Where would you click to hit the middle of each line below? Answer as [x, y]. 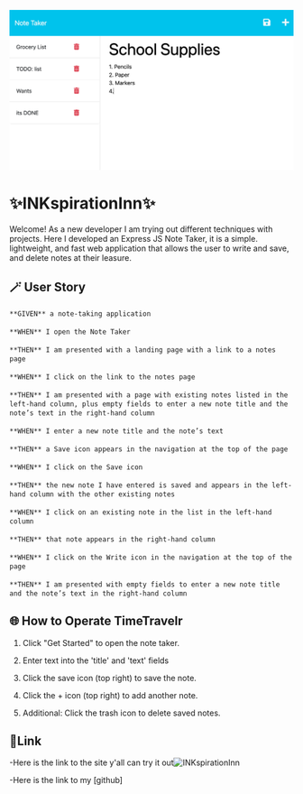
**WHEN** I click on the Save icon [76, 467]
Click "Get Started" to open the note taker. [101, 642]
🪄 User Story [47, 287]
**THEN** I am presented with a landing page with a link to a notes [143, 350]
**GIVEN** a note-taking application [80, 314]
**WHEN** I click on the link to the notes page [102, 377]
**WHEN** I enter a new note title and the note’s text [116, 431]
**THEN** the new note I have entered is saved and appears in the [139, 485]
